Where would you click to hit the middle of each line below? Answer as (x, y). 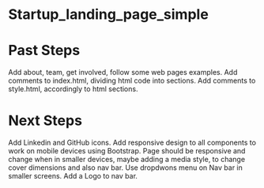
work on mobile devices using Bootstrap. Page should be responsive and (127, 151)
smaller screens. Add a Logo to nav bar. (73, 176)
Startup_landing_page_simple (109, 15)
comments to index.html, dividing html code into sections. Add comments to (132, 81)
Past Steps (44, 51)
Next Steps (45, 121)
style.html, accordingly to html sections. (73, 89)
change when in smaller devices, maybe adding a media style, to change (127, 160)
